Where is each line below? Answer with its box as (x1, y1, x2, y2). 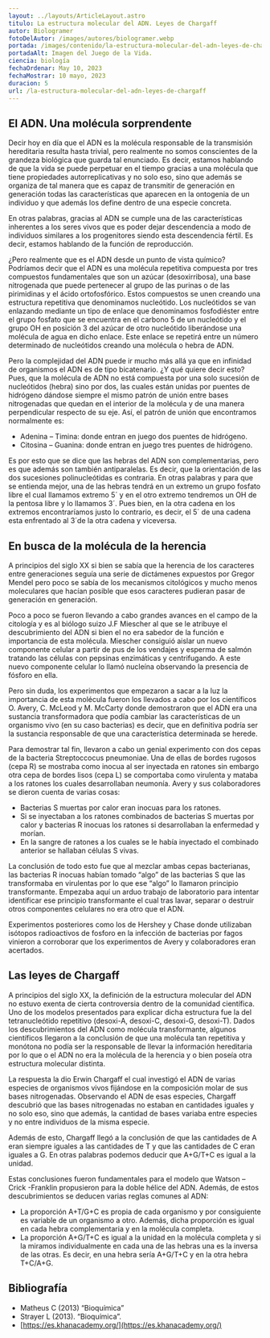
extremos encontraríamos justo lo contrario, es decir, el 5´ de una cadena (8, 507, 252, 517)
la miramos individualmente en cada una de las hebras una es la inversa (19, 1240, 259, 1250)
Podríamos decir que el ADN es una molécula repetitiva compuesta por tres (8, 264, 259, 273)
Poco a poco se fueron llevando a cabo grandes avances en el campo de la (8, 610, 258, 620)
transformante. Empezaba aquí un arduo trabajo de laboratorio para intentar (8, 887, 260, 896)
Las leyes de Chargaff (8, 969, 120, 983)
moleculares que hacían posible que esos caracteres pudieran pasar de (8, 586, 246, 596)
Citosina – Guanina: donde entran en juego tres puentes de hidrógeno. (19, 440, 253, 450)
